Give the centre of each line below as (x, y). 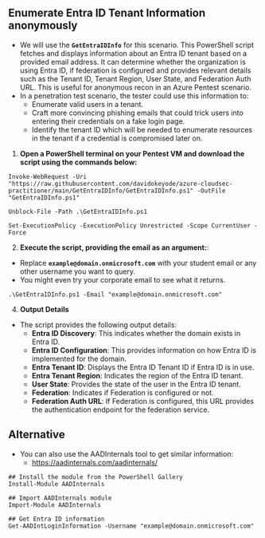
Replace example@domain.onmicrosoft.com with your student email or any (138, 263)
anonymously (43, 26)
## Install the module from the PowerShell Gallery (95, 477)
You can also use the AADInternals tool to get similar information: (126, 453)
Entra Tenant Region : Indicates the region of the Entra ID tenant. (137, 375)
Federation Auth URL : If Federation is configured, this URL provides (143, 401)
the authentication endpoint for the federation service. (120, 409)
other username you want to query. (78, 271)
